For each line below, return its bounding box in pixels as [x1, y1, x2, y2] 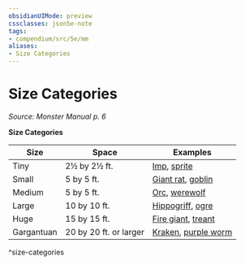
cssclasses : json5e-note [8, 20, 92, 28]
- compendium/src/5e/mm [8, 34, 89, 43]
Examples [173, 146, 213, 158]
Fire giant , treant [152, 213, 215, 224]
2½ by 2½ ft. [65, 160, 114, 172]
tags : [8, 27, 27, 35]
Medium [12, 186, 44, 198]
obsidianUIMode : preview [8, 11, 92, 20]
